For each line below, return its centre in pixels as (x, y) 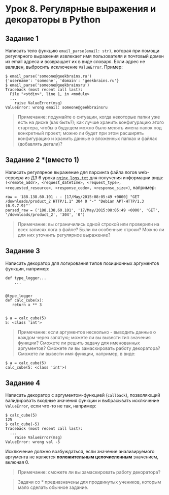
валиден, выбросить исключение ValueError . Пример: (64, 67)
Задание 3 (23, 251)
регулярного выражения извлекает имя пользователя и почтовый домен (84, 56)
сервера (14, 177)
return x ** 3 (27, 305)
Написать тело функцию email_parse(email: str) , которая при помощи (82, 51)
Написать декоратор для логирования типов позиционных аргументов (82, 263)
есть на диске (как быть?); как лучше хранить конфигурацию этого (91, 122)
